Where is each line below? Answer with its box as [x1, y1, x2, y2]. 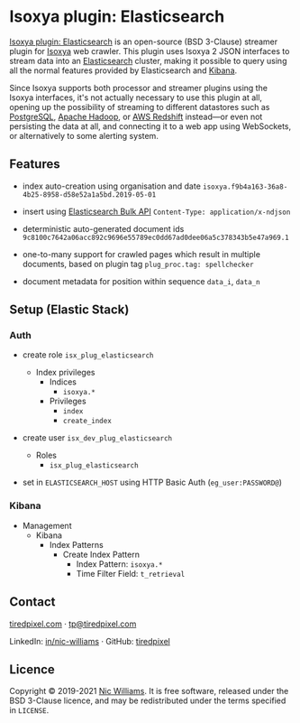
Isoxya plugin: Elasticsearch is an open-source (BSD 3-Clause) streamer [9, 36, 278, 47]
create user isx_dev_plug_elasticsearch [22, 432, 173, 443]
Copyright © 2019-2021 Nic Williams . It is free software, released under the [9, 686, 289, 697]
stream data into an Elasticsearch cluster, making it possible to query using [9, 55, 287, 66]
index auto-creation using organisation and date [22, 181, 201, 191]
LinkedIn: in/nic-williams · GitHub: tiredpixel [9, 635, 171, 646]
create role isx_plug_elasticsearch [22, 349, 154, 360]
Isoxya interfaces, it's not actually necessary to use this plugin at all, [9, 92, 263, 103]
